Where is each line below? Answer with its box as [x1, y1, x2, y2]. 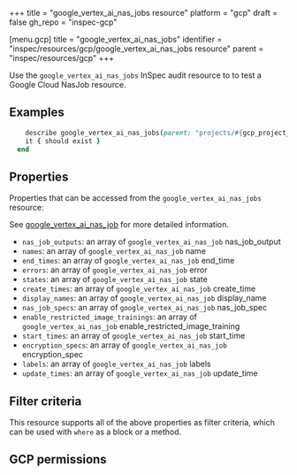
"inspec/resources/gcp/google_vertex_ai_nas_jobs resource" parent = [9, 43, 264, 54]
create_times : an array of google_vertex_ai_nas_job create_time [21, 283, 256, 295]
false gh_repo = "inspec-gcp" [9, 17, 118, 27]
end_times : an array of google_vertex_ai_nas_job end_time [21, 256, 235, 266]
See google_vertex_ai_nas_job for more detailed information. [9, 219, 230, 230]
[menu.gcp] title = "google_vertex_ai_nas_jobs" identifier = [9, 34, 223, 44]
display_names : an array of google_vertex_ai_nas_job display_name [21, 293, 267, 303]
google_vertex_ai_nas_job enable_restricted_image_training [21, 321, 240, 332]
